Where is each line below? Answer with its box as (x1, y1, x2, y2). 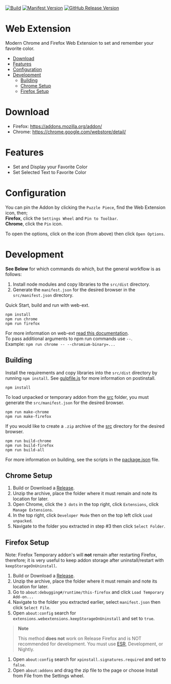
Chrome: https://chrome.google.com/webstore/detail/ (12, 129, 126, 135)
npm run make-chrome (5, 409, 50, 414)
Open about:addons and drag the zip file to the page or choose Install (12, 667, 158, 674)
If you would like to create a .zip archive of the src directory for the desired (5, 423, 165, 429)
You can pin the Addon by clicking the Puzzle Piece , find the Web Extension (5, 204, 166, 211)
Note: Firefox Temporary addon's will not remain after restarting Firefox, (5, 552, 157, 558)
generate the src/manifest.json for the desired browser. (5, 399, 124, 406)
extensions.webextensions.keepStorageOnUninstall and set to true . (12, 616, 155, 622)
